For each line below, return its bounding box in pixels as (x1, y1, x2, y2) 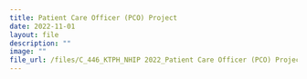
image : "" (9, 47, 48, 56)
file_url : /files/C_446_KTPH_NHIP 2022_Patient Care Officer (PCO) (9, 55, 272, 64)
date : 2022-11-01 (9, 22, 76, 31)
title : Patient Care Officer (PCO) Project (9, 13, 178, 23)
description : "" (9, 38, 71, 48)
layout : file (9, 30, 59, 39)
